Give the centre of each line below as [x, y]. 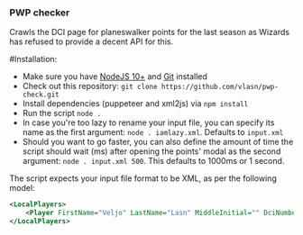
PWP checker [40, 13]
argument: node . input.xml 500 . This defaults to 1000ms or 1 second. [153, 161]
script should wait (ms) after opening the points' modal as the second [151, 151]
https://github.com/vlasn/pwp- [220, 87]
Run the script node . [62, 113]
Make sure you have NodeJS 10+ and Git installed [115, 77]
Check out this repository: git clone [90, 86]
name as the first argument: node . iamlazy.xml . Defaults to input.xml [153, 132]
